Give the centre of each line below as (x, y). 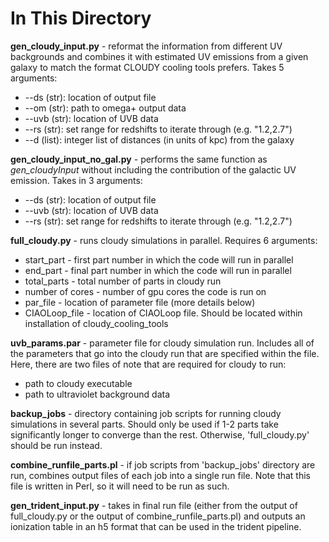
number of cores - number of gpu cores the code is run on (145, 291)
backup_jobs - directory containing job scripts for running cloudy (146, 413)
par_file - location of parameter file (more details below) (140, 302)
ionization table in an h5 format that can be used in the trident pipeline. (156, 526)
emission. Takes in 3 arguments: (76, 180)
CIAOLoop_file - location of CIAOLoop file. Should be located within (163, 313)
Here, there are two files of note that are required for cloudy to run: (148, 364)
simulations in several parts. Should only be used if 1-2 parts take (144, 424)
